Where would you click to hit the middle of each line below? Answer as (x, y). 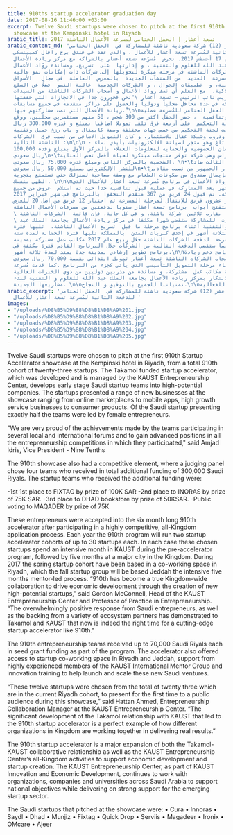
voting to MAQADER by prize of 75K (58, 506)
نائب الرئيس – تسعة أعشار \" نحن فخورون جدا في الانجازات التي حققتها (114, 98)
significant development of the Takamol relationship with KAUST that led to (114, 716)
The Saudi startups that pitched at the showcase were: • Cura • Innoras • (112, 809)
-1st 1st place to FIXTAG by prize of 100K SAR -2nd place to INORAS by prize (116, 492)
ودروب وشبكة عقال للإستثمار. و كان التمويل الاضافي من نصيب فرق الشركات (119, 136)
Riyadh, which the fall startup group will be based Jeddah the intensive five (114, 571)
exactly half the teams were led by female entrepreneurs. (89, 415)
